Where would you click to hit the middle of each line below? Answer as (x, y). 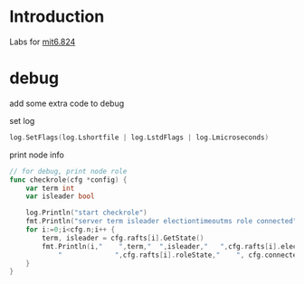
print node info (37, 155)
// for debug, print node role (68, 171)
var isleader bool (60, 196)
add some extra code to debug (67, 103)
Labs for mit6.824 (43, 42)
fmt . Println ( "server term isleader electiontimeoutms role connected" (161, 222)
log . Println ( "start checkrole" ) (86, 213)
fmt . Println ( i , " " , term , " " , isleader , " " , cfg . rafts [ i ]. (161, 246)
